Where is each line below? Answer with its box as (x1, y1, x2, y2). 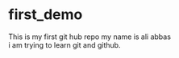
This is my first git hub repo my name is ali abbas (8, 32, 172, 41)
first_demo (8, 6, 83, 24)
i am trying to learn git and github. (8, 40, 121, 49)
